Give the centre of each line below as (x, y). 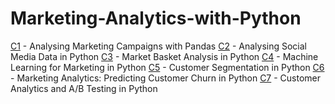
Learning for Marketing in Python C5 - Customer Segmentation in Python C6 (167, 67)
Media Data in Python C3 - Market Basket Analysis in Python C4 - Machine (164, 56)
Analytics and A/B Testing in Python (84, 88)
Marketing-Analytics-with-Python (156, 18)
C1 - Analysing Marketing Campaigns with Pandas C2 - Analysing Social (158, 46)
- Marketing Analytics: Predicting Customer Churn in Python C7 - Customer (166, 78)
